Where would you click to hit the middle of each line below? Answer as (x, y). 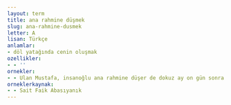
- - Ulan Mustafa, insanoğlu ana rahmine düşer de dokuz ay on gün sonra (116, 78)
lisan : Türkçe (28, 39)
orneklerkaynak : (30, 84)
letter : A (21, 33)
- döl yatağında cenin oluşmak (52, 52)
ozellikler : (24, 59)
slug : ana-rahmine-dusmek (44, 26)
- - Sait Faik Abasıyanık (44, 90)
